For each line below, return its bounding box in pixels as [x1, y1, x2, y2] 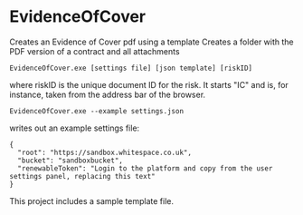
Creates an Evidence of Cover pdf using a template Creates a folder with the [9, 36, 294, 47]
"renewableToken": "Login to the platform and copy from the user [17, 163, 273, 173]
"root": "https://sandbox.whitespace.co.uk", [17, 148, 193, 157]
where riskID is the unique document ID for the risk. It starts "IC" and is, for [9, 79, 289, 90]
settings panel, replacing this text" [9, 171, 156, 181]
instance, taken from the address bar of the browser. [9, 89, 206, 100]
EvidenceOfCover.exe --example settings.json [9, 106, 184, 115]
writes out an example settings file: [9, 122, 140, 133]
